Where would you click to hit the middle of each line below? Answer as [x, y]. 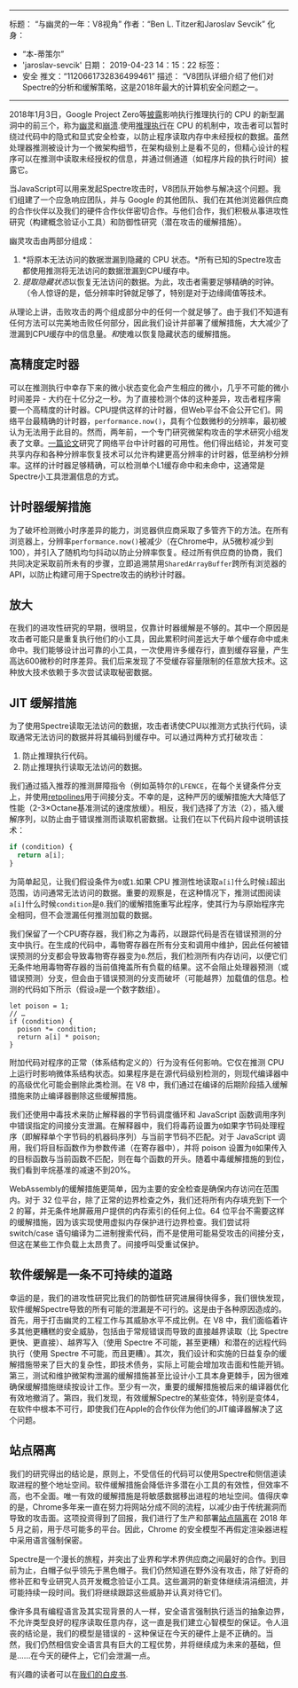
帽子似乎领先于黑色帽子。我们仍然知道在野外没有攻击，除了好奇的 [168, 1570]
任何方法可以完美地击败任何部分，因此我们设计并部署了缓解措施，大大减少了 [149, 323]
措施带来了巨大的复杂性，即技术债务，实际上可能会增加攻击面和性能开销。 [153, 1364]
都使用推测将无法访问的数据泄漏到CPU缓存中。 [108, 271]
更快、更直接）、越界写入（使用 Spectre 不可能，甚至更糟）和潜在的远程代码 [148, 1342]
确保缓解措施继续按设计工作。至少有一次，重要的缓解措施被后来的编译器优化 [149, 1386]
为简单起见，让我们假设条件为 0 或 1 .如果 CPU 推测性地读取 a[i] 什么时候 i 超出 [147, 881]
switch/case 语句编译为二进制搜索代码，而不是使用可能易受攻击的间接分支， [149, 1233]
